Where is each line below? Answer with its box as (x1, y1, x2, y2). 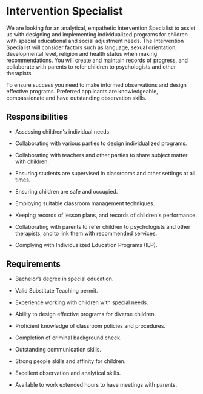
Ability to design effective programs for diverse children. (15, 310, 156, 318)
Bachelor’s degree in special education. (15, 275, 114, 282)
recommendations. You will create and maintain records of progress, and (6, 56, 188, 64)
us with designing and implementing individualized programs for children (6, 30, 188, 38)
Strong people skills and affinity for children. (15, 357, 126, 365)
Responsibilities (6, 112, 68, 122)
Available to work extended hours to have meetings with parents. (15, 381, 178, 388)
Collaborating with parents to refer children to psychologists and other (15, 223, 191, 230)
